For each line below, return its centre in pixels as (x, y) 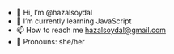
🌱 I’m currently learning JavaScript (74, 21)
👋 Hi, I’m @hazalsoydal (54, 12)
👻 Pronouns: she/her (50, 42)
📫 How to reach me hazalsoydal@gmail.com (91, 30)
